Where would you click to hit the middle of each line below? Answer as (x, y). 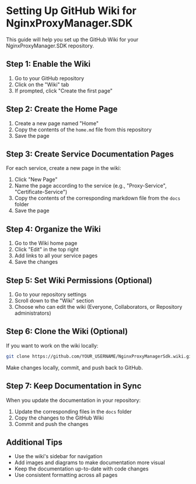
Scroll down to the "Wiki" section (54, 301)
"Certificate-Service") (41, 192)
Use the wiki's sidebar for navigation (59, 456)
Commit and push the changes (51, 424)
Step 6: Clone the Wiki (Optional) (67, 331)
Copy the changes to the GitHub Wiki (59, 418)
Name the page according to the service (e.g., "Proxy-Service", (90, 186)
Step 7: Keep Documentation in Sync (74, 386)
